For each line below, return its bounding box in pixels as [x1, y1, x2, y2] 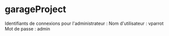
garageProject [5, 4, 67, 15]
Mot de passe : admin [5, 25, 50, 31]
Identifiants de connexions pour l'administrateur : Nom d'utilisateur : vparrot [5, 20, 164, 26]
